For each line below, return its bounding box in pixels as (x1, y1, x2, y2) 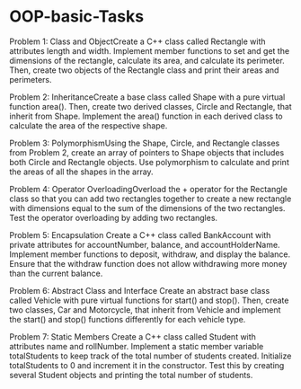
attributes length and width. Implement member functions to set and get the (9, 45, 290, 56)
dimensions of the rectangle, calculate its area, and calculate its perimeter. (9, 55, 285, 66)
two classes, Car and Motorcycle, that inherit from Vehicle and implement (9, 304, 281, 315)
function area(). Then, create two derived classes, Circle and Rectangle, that (9, 101, 292, 111)
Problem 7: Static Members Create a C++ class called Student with (9, 331, 256, 342)
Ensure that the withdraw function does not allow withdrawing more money (9, 258, 288, 269)
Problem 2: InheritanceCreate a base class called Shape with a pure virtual (9, 92, 286, 102)
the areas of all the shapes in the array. (9, 166, 155, 177)
